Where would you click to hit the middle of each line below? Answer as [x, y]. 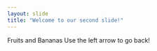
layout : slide [28, 14]
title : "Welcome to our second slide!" [66, 20]
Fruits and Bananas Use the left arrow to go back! [79, 40]
